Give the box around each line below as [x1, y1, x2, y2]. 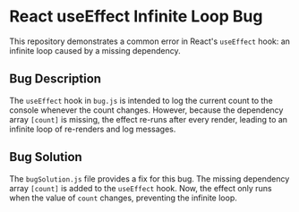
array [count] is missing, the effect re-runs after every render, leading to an [9, 114, 288, 124]
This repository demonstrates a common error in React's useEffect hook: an [9, 36, 291, 47]
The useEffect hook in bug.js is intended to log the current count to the [9, 95, 273, 106]
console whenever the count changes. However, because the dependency [9, 105, 284, 115]
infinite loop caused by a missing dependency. [9, 45, 181, 55]
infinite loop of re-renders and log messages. [9, 123, 176, 134]
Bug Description [9, 72, 101, 87]
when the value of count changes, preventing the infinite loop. [9, 192, 237, 203]
